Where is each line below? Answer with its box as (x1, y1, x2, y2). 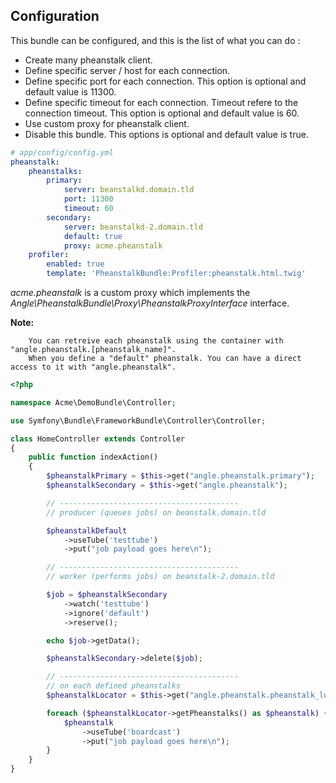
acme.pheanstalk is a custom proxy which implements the (10, 287, 251, 299)
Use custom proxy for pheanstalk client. (24, 117, 190, 129)
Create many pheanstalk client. (24, 54, 153, 66)
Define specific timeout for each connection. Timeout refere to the (24, 96, 299, 108)
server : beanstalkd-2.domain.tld (63, 222, 203, 232)
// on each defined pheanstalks (46, 681, 182, 691)
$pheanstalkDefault (46, 525, 128, 536)
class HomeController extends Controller (10, 434, 186, 444)
